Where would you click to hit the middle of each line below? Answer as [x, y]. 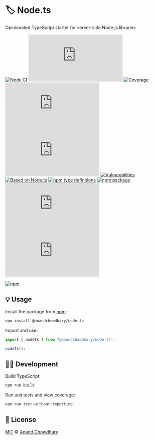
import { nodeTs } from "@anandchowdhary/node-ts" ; [60, 339]
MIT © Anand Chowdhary [32, 431]
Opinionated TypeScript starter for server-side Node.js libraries [70, 27]
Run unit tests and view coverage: [40, 395]
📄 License [21, 420]
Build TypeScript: [23, 376]
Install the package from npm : [36, 311]
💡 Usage [19, 299]
